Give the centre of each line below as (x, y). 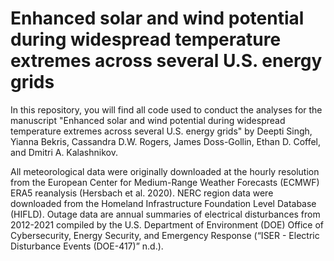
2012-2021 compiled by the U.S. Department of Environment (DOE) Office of (167, 224)
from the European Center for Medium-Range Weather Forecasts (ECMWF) (165, 182)
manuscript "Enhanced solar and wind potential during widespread (148, 120)
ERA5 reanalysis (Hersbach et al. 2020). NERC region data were (142, 193)
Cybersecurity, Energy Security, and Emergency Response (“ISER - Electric (165, 235)
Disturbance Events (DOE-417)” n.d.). (87, 246)
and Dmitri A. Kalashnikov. (64, 152)
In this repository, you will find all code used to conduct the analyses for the (166, 109)
